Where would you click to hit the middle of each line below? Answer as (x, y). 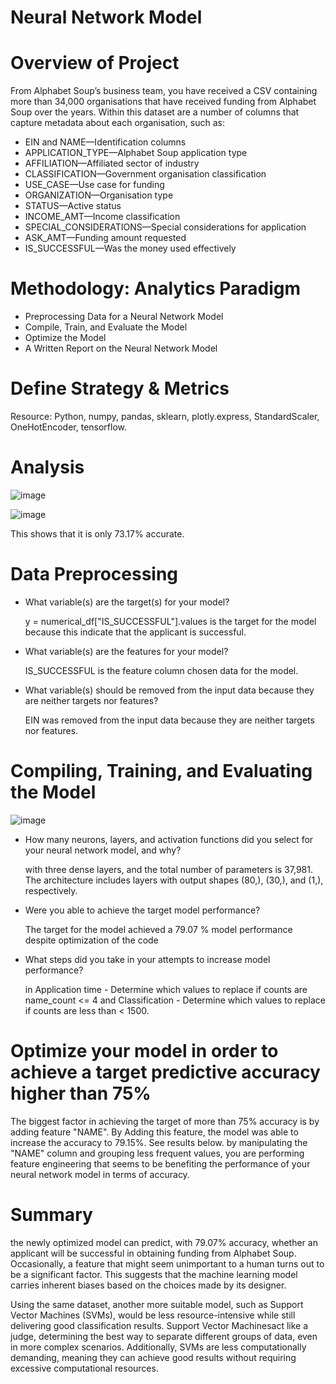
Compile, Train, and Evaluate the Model (106, 327)
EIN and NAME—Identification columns (105, 142)
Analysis (47, 467)
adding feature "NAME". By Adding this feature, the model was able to (154, 1132)
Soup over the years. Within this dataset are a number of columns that (155, 112)
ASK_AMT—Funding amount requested (105, 238)
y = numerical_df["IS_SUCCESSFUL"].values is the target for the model (170, 621)
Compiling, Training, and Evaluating (161, 771)
